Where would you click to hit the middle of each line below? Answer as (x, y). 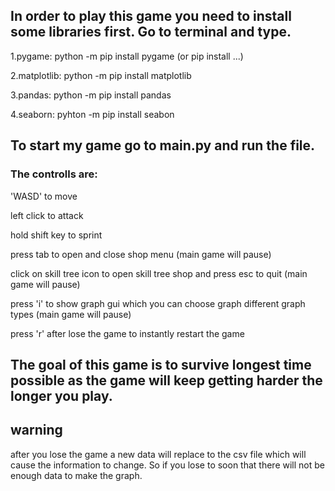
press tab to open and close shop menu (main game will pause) (141, 254)
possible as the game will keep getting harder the (166, 380)
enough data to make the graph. (76, 475)
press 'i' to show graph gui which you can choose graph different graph (158, 303)
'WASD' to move (44, 196)
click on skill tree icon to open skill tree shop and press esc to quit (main (159, 273)
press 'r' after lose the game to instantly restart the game (127, 333)
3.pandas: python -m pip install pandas (91, 95)
